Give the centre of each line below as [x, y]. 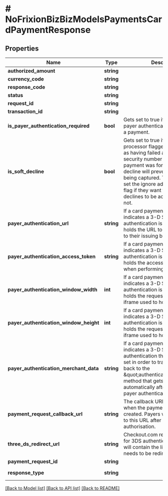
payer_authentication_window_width [52, 289]
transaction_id [25, 111]
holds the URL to [143, 229]
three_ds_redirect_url [34, 444]
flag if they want [142, 190]
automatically [139, 387]
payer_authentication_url [38, 223]
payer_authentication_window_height [53, 323]
